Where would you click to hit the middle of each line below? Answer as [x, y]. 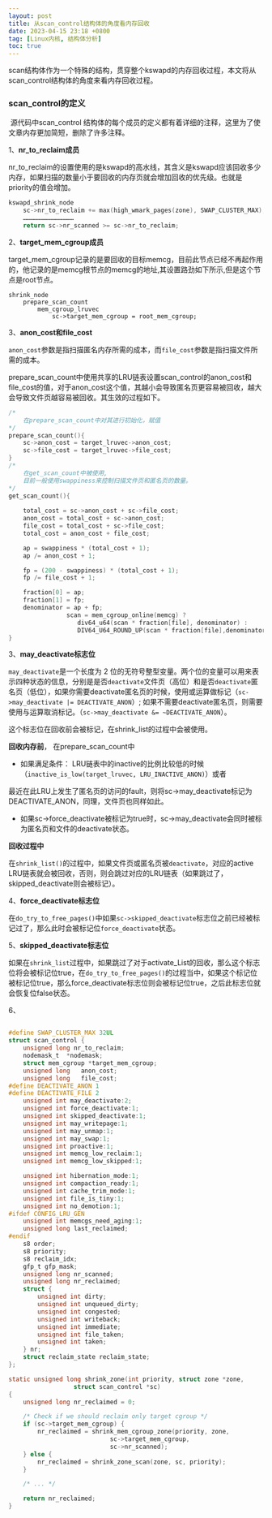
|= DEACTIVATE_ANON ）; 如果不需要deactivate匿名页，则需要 [164, 702]
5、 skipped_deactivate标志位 [59, 946]
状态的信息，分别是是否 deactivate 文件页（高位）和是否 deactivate [140, 682]
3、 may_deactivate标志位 [52, 654]
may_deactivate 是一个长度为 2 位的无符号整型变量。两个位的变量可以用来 [130, 671]
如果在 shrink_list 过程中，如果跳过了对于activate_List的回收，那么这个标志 [134, 963]
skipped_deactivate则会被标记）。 [64, 884]
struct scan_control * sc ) [117, 1386]
